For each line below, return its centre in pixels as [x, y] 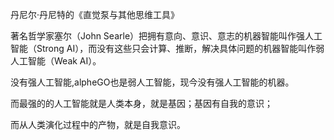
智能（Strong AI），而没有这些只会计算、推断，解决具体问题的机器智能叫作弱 [167, 48]
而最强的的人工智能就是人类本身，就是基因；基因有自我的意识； [141, 103]
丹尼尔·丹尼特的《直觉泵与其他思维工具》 [95, 14]
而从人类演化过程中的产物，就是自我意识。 [98, 124]
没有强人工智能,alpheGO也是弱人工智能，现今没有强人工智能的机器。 [152, 82]
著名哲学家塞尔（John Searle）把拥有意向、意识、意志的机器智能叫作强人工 [166, 36]
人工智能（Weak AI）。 [56, 61]
